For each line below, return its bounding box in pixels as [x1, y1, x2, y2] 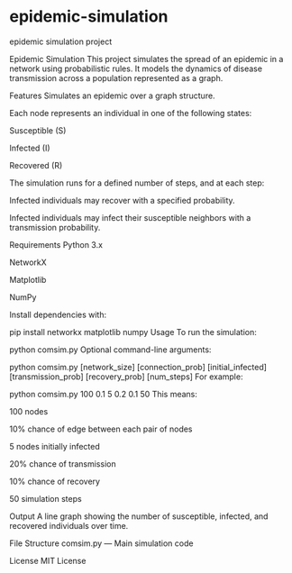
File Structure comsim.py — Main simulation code [9, 538, 194, 549]
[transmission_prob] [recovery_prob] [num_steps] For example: [9, 371, 243, 382]
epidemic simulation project [9, 36, 113, 47]
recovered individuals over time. [9, 520, 129, 531]
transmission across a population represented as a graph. [9, 72, 224, 83]
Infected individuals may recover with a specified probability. [9, 195, 236, 205]
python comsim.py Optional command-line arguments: [9, 344, 212, 355]
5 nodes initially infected [9, 441, 101, 451]
